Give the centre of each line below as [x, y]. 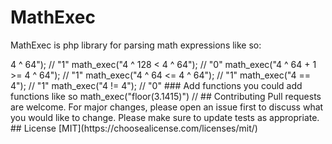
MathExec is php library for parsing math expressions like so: [136, 45]
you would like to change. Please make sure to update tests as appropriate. [165, 117]
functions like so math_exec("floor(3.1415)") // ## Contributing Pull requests [166, 96]
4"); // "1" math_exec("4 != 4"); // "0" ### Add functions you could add [156, 85]
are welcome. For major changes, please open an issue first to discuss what [167, 107]
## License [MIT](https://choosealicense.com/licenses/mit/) [134, 128]
